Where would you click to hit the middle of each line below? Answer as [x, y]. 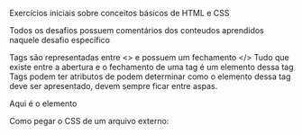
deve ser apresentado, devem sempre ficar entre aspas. [114, 86]
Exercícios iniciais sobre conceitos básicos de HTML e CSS [119, 13]
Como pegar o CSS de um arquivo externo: [89, 121]
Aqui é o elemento [43, 103]
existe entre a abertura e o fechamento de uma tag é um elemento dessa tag [151, 67]
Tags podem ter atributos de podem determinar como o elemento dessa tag [150, 76]
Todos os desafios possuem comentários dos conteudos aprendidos [137, 30]
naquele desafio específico [60, 40]
